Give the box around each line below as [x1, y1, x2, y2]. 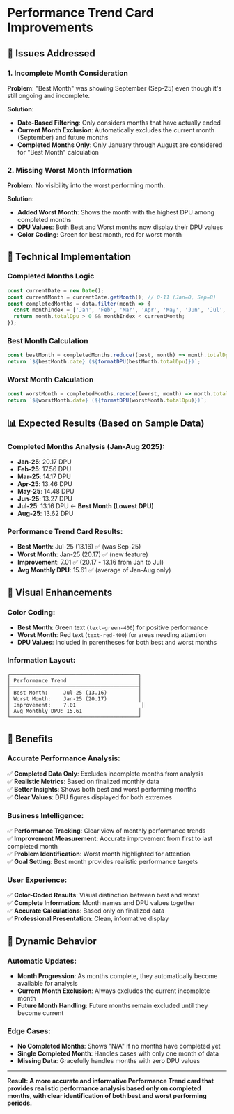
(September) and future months [17, 133, 109, 141]
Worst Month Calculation [7, 375, 94, 384]
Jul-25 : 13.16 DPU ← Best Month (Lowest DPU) [17, 501, 155, 510]
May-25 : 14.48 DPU [17, 487, 75, 495]
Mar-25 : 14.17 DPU [17, 472, 72, 480]
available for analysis [17, 980, 78, 988]
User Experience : [7, 875, 68, 885]
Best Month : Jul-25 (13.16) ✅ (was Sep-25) [17, 542, 141, 551]
